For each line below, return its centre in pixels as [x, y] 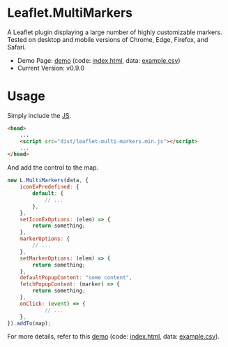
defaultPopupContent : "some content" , [76, 278]
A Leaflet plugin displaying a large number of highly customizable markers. [115, 32]
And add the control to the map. [53, 168]
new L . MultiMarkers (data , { [48, 180]
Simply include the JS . [39, 115]
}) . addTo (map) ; [29, 323]
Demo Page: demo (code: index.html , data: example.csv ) [99, 60]
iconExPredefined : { [50, 187]
